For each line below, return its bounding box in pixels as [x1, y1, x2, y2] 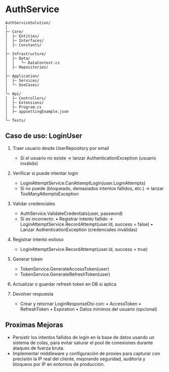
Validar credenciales [12, 200, 56, 206]
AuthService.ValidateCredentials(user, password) [20, 210, 123, 216]
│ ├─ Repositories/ [5, 64, 49, 69]
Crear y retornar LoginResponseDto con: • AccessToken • [20, 301, 142, 307]
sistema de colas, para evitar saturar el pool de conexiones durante [12, 340, 153, 346]
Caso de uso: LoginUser [5, 132, 82, 140]
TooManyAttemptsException [20, 191, 79, 197]
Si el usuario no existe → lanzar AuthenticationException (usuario [20, 155, 156, 161]
